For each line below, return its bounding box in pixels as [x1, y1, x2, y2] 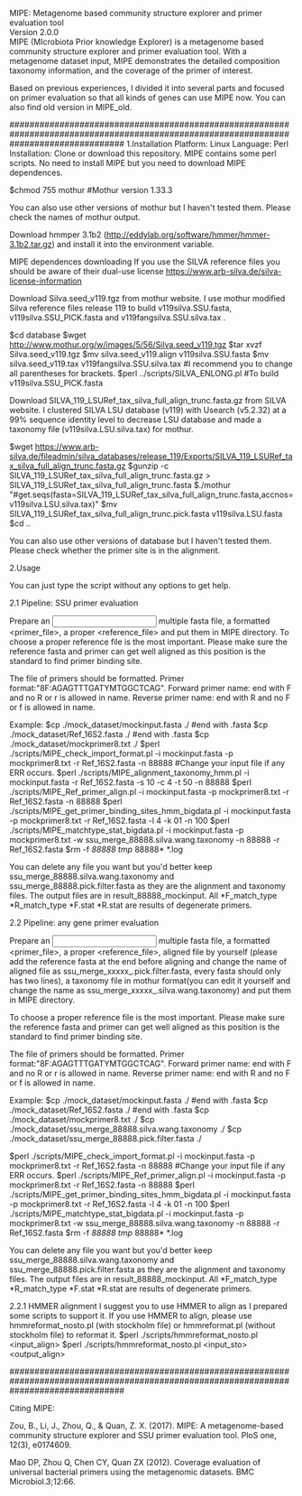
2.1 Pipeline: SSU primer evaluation [9, 597, 139, 608]
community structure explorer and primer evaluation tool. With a [9, 46, 248, 57]
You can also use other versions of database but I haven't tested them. [9, 536, 272, 546]
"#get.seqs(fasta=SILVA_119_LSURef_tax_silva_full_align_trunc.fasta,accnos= [9, 489, 294, 500]
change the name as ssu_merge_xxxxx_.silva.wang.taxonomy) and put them [9, 985, 291, 995]
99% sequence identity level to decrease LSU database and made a [9, 414, 262, 425]
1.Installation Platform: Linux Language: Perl [125, 139, 288, 149]
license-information [9, 275, 83, 286]
